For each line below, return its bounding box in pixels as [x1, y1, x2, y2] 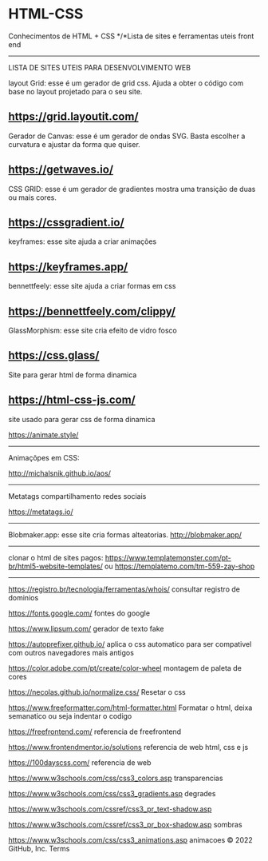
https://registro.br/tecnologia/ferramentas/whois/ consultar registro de [8, 584, 241, 594]
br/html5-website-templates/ [8, 561, 104, 571]
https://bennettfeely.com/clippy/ [8, 305, 176, 318]
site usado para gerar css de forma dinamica [8, 414, 156, 424]
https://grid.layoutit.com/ [8, 110, 139, 124]
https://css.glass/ [8, 349, 100, 362]
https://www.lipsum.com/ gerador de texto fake [8, 624, 164, 633]
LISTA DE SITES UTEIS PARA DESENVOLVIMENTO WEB [8, 62, 191, 72]
